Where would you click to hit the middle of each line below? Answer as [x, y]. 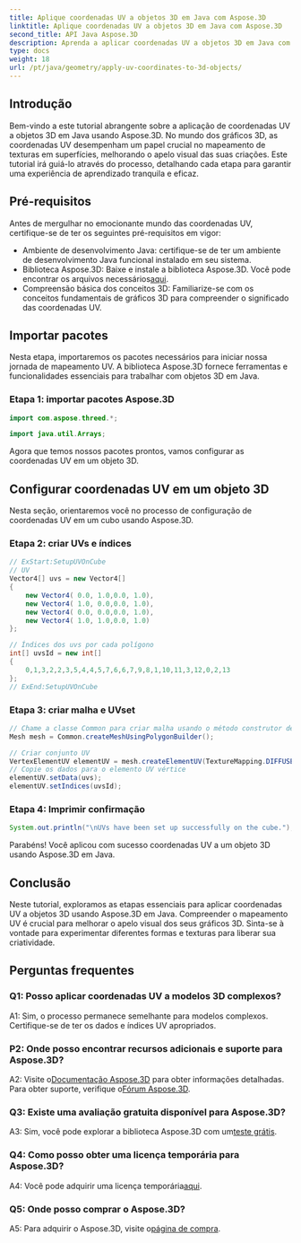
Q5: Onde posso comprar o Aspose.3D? [97, 1209]
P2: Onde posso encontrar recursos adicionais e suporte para [146, 1048]
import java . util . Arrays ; [57, 434]
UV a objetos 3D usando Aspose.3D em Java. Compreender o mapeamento [149, 914]
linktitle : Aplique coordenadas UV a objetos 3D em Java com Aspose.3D [146, 26]
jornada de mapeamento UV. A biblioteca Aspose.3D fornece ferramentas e [149, 367]
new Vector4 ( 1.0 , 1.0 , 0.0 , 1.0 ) [88, 620]
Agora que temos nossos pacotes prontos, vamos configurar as [127, 451]
